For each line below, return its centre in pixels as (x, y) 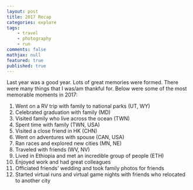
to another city (33, 181)
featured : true (25, 60)
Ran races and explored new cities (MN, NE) (68, 143)
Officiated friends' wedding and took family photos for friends (89, 168)
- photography (34, 39)
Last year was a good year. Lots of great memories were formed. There (93, 82)
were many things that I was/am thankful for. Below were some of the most (97, 89)
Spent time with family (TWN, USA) (57, 125)
